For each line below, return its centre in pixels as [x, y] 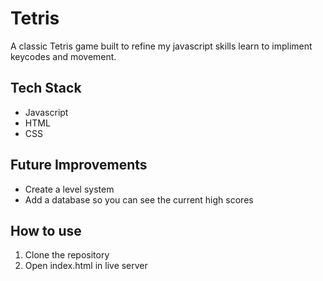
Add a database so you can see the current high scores [139, 199]
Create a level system [69, 189]
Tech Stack [46, 88]
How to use [46, 230]
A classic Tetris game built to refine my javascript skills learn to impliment [161, 46]
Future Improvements [79, 165]
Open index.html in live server [86, 266]
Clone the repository [67, 255]
